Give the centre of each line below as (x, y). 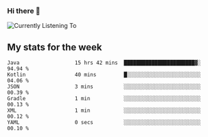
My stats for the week (55, 47)
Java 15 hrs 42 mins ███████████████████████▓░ (104, 63)
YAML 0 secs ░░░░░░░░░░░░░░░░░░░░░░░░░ (104, 123)
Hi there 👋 (24, 11)
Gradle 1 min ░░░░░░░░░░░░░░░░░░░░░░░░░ (104, 99)
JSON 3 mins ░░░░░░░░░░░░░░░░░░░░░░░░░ (104, 87)
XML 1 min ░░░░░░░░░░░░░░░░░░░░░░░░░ (104, 111)
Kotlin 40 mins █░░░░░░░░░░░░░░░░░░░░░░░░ (104, 75)
